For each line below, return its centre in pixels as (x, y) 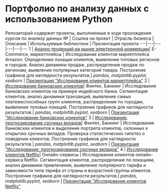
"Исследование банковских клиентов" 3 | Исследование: (67, 117)
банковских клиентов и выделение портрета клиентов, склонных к (77, 128)
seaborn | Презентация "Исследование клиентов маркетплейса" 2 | (78, 81)
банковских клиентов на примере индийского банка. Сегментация (77, 91)
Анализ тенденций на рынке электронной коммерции (92, 49)
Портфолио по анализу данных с (77, 9)
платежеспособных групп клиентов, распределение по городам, (75, 101)
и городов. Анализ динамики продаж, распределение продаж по (75, 65)
